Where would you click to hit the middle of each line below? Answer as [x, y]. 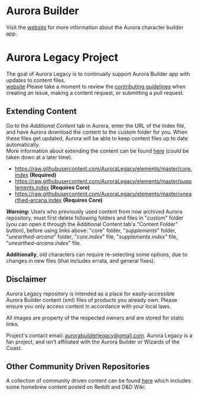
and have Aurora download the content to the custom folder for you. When [97, 132]
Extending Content [41, 112]
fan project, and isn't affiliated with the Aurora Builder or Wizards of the [93, 342]
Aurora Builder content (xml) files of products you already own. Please [92, 300]
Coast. [14, 348]
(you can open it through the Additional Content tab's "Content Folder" [92, 224]
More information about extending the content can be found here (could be [98, 151]
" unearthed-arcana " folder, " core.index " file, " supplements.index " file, [92, 236]
